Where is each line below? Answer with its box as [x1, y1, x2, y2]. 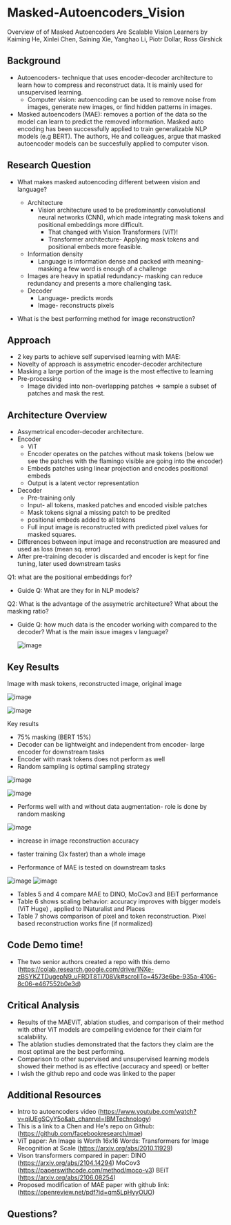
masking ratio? [7, 607, 50, 616]
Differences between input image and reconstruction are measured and [17, 538, 221, 546]
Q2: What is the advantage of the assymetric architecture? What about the [7, 600, 219, 608]
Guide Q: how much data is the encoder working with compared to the [17, 620, 217, 629]
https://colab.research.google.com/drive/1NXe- [19, 965, 154, 973]
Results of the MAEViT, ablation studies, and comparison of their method [17, 1018, 224, 1026]
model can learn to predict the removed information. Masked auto [17, 117, 204, 126]
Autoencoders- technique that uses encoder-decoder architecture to [17, 73, 213, 81]
